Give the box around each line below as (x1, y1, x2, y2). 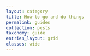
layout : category (6, 8, 48, 15)
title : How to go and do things (6, 14, 84, 20)
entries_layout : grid (6, 36, 59, 41)
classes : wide (6, 41, 41, 47)
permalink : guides (6, 19, 51, 25)
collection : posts (6, 24, 51, 31)
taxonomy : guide (6, 30, 45, 36)
